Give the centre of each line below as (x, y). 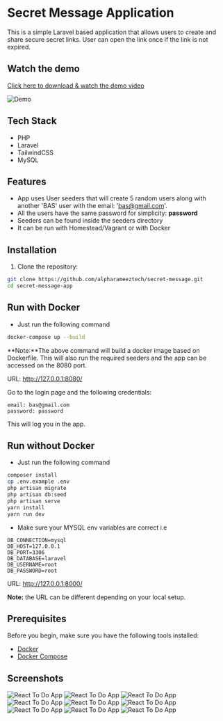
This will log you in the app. (46, 424)
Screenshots (35, 678)
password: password (35, 411)
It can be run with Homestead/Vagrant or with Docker (94, 228)
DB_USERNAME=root (32, 564)
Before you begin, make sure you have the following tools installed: (103, 635)
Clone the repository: (48, 267)
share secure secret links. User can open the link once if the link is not (108, 39)
